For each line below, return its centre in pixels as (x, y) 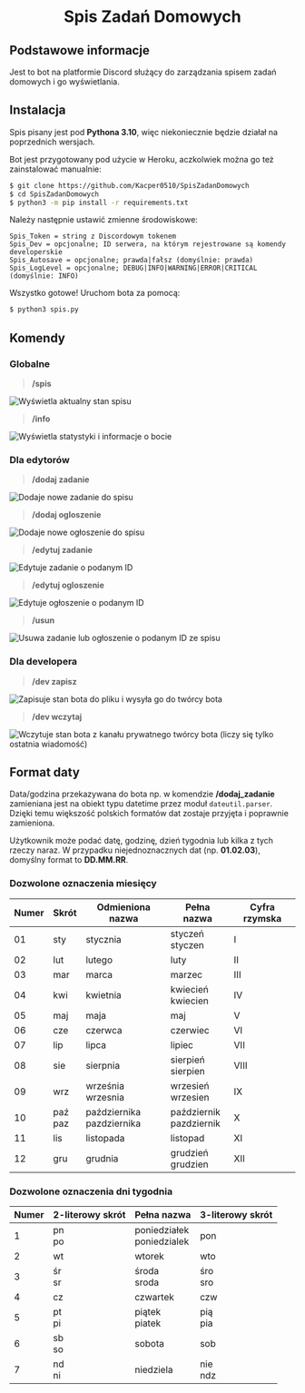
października (113, 1111)
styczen (187, 944)
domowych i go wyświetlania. (64, 82)
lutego (99, 960)
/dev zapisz (54, 681)
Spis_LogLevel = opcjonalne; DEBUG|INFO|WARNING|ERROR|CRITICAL (133, 268)
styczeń (187, 934)
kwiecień (189, 989)
